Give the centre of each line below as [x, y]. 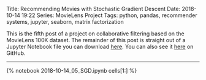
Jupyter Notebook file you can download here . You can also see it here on [100, 46]
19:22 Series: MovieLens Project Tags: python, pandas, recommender [109, 15]
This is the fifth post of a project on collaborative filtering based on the [96, 34]
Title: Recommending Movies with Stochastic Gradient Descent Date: [93, 9]
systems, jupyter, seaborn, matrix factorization [65, 22]
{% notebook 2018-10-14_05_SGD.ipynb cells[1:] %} [72, 71]
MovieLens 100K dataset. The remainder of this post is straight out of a [96, 40]
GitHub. [16, 53]
